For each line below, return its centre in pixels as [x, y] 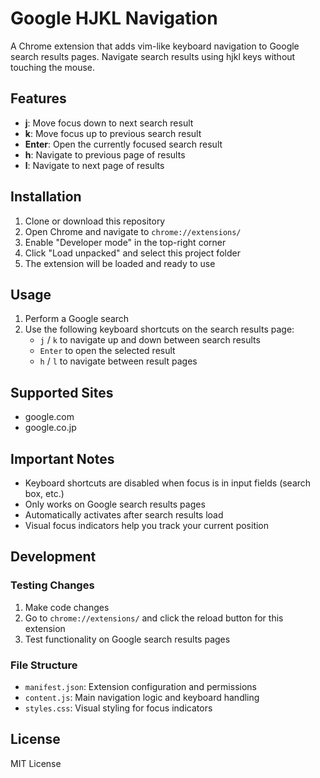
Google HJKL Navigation [114, 18]
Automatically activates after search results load [124, 515]
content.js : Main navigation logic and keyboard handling [142, 697]
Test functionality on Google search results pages [127, 639]
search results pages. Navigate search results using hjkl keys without [153, 56]
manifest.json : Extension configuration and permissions [140, 686]
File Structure [44, 665]
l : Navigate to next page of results [94, 165]
